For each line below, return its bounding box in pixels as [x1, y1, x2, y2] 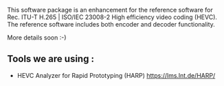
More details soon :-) [7, 33, 67, 42]
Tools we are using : [7, 53, 95, 65]
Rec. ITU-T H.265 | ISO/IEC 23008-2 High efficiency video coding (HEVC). [7, 13, 218, 21]
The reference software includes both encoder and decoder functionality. [7, 20, 215, 28]
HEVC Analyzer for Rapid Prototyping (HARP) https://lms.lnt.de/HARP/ [16, 71, 216, 79]
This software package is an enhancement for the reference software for [7, 6, 213, 14]
